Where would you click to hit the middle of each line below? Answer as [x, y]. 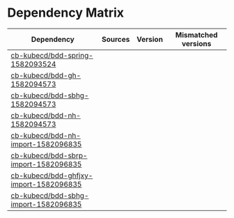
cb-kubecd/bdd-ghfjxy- [52, 176]
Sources [116, 39]
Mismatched [196, 35]
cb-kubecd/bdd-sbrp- [49, 155]
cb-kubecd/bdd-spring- [52, 55]
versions [196, 43]
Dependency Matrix [65, 13]
